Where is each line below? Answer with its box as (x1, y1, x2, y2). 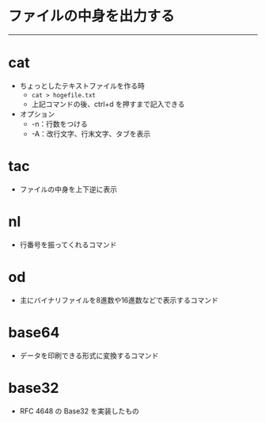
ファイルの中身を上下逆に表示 (19, 184, 117, 194)
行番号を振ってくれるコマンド (19, 239, 117, 250)
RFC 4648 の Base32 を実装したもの (19, 406, 140, 416)
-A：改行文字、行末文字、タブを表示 (31, 128, 151, 139)
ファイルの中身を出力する (8, 7, 176, 25)
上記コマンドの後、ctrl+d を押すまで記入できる (31, 99, 185, 109)
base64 (8, 323, 60, 341)
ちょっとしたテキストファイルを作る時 (19, 81, 145, 90)
